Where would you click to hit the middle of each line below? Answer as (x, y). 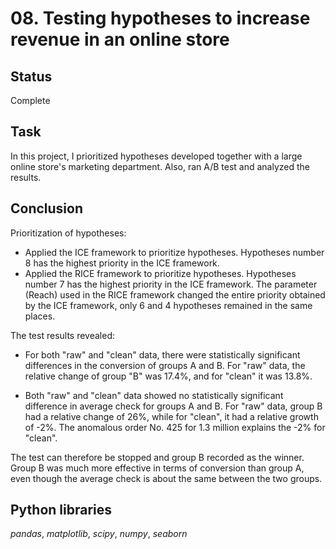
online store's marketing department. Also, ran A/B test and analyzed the (160, 166)
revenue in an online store (120, 39)
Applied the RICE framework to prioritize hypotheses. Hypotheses (160, 273)
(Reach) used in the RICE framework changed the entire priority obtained (175, 294)
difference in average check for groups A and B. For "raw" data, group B (173, 406)
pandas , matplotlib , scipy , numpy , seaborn (99, 534)
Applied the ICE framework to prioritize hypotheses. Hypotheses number (174, 252)
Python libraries (61, 510)
